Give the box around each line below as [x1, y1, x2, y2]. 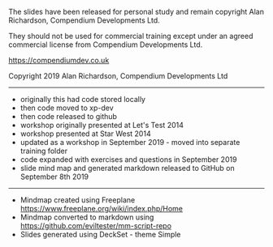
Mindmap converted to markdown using [19, 212, 154, 222]
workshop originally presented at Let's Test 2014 [19, 121, 184, 130]
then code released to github [19, 112, 118, 121]
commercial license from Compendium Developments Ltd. [8, 40, 203, 49]
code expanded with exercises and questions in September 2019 [19, 155, 237, 164]
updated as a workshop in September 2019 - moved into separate [19, 138, 240, 147]
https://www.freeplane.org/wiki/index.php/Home [19, 204, 184, 213]
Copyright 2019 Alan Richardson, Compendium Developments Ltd [8, 71, 228, 80]
